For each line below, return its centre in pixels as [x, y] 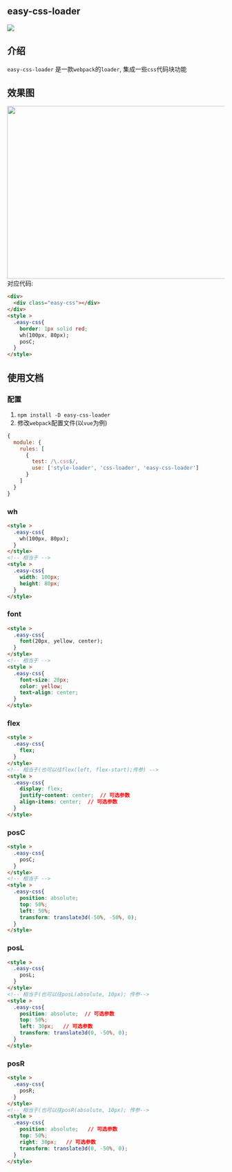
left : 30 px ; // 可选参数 [56, 1027]
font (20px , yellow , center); [61, 641]
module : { [27, 442]
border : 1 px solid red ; [54, 329]
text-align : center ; [49, 693]
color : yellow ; [41, 686]
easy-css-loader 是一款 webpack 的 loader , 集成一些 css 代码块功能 [97, 69]
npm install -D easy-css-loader [64, 415]
